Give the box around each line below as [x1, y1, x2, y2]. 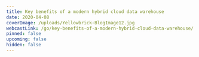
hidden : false [6, 42, 42, 48]
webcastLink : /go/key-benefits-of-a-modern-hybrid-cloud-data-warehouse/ [6, 25, 194, 31]
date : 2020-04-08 [6, 14, 50, 20]
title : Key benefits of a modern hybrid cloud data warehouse [6, 8, 164, 15]
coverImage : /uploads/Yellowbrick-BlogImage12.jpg [6, 20, 135, 26]
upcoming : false [6, 36, 47, 42]
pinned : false [6, 31, 42, 37]
